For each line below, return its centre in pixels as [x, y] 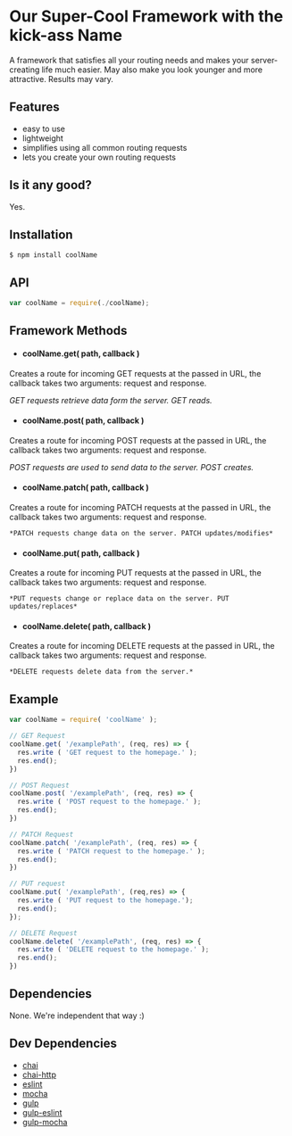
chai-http [39, 1074]
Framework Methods [68, 331]
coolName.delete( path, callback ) [87, 626]
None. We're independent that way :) [77, 1016]
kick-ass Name [66, 35]
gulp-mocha [45, 1122]
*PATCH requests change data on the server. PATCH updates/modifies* [142, 534]
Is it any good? [50, 185]
